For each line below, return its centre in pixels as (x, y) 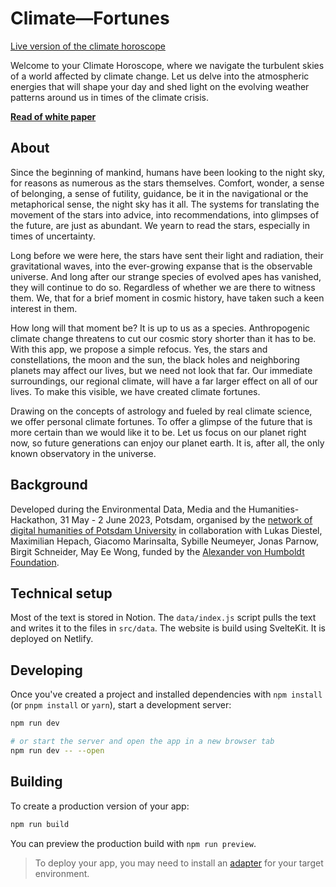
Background (49, 485)
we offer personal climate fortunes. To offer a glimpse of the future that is (161, 421)
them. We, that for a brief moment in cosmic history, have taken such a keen (167, 298)
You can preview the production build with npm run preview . (133, 843)
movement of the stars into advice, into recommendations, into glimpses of (165, 214)
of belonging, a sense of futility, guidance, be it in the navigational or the (159, 193)
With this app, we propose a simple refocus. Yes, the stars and (139, 349)
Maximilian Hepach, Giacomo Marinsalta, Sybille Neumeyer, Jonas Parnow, (165, 541)
